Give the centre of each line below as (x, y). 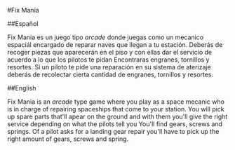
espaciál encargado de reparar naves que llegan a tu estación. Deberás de (115, 45)
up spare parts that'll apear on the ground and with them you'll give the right (117, 116)
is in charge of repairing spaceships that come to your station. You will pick (116, 109)
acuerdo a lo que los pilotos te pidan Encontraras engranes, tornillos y (108, 60)
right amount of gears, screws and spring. (68, 139)
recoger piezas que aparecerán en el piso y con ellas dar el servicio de (110, 52)
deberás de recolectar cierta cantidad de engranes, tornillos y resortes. (110, 74)
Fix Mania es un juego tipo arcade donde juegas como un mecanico (106, 37)
